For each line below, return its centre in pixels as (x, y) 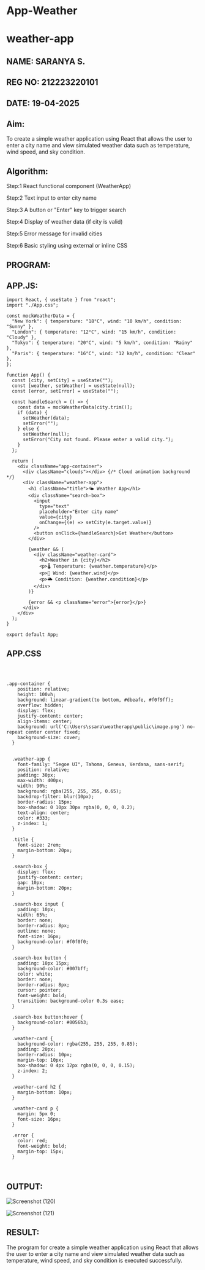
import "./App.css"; (33, 305)
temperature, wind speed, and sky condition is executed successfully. (94, 1260)
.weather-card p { (35, 1109)
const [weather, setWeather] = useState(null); (74, 386)
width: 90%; (32, 786)
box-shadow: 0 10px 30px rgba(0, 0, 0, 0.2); (76, 808)
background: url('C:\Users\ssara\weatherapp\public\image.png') (101, 727)
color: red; (32, 1141)
